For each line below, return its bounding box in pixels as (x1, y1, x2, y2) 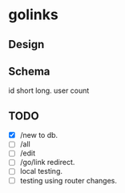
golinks (8, 6, 58, 24)
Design (8, 38, 45, 51)
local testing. (19, 167, 62, 176)
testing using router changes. (19, 175, 118, 185)
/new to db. (19, 131, 58, 140)
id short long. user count (8, 86, 90, 95)
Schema (8, 64, 50, 78)
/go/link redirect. (19, 158, 75, 167)
